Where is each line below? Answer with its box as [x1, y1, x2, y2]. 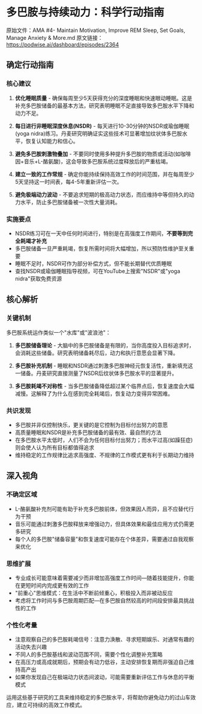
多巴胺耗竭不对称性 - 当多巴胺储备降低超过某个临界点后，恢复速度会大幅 [14, 382, 195, 390]
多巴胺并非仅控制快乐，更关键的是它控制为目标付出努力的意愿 [14, 421, 168, 428]
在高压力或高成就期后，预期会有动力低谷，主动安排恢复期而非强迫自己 [14, 659, 189, 666]
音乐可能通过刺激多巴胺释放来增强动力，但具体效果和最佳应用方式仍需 [14, 520, 189, 528]
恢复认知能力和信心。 [25, 137, 79, 145]
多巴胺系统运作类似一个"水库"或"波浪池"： [6, 329, 111, 336]
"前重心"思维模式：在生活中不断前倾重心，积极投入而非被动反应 [14, 589, 173, 596]
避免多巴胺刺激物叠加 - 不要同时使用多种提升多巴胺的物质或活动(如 [14, 150, 181, 157]
